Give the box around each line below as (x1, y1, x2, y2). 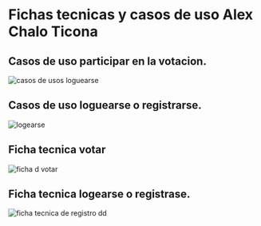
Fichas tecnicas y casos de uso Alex (8, 6, 254, 24)
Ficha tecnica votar (8, 143, 106, 157)
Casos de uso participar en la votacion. (8, 54, 208, 68)
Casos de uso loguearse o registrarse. (8, 98, 202, 113)
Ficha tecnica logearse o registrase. (8, 188, 191, 201)
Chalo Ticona (8, 22, 98, 41)
